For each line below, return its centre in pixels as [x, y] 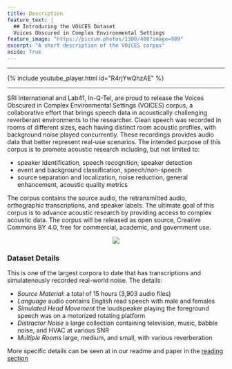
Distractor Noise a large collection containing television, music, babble [117, 323]
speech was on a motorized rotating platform [81, 316]
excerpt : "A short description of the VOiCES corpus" [86, 46]
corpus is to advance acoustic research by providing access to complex [109, 212]
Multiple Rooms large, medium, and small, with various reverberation [115, 338]
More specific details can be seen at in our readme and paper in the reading [115, 351]
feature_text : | [30, 20]
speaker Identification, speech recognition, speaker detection [105, 162]
